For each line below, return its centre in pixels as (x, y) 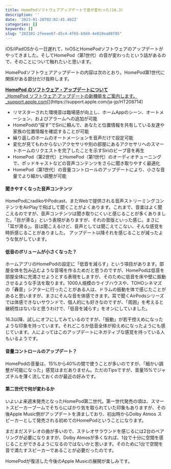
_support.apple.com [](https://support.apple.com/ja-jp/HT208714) (74, 102)
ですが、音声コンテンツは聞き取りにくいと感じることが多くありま (92, 214)
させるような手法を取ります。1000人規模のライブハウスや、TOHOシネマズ (84, 283)
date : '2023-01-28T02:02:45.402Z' (42, 19)
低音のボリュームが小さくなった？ (41, 252)
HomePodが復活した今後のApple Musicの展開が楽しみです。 (69, 461)
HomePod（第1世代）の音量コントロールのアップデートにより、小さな (87, 170)
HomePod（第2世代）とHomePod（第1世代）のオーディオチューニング (87, 157)
